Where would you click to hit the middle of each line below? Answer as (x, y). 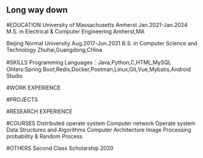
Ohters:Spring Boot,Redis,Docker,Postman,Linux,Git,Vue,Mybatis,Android (99, 69)
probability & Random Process (44, 136)
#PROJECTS (22, 99)
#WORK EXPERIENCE (34, 88)
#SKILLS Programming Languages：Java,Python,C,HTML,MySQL (89, 62)
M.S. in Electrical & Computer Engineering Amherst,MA (76, 31)
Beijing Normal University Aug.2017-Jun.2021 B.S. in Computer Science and (102, 43)
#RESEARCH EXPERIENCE (39, 111)
